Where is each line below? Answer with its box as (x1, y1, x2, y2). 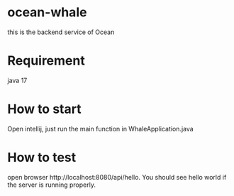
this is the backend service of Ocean (7, 28, 115, 36)
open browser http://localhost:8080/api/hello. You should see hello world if (7, 173, 227, 181)
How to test (7, 150, 77, 165)
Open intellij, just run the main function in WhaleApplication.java (7, 124, 194, 133)
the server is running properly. (7, 180, 96, 189)
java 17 (7, 76, 28, 85)
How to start (7, 101, 82, 117)
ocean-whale (7, 4, 87, 21)
